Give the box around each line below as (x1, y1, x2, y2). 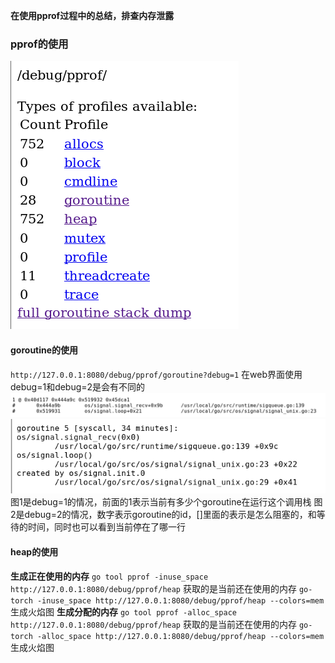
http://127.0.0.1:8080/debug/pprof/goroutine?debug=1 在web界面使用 (10, 368, 303, 380)
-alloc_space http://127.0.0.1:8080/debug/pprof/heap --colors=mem (36, 631, 325, 641)
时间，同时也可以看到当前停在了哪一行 (27, 521, 186, 533)
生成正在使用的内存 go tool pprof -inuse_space (10, 570, 209, 582)
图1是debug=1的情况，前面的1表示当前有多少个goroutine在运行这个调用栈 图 (10, 496, 323, 508)
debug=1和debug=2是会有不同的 (10, 380, 146, 393)
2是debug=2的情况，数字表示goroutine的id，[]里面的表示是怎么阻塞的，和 (10, 509, 317, 521)
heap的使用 (10, 545, 59, 558)
